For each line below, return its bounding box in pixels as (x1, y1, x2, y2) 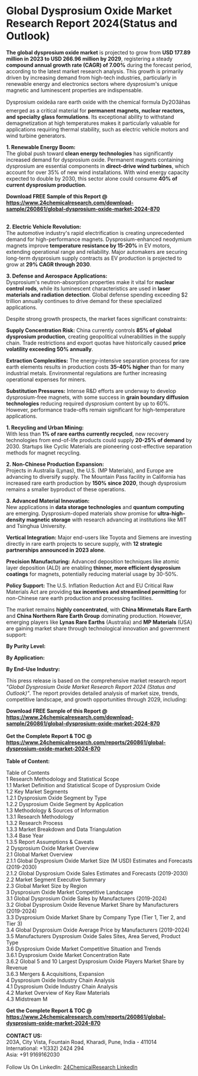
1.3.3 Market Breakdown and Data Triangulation (6, 826, 122, 833)
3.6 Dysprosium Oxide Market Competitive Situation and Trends (6, 945, 161, 952)
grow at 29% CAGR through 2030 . (6, 260, 92, 268)
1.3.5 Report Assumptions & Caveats (6, 838, 95, 845)
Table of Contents (6, 769, 50, 776)
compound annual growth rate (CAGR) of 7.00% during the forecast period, (6, 61, 192, 69)
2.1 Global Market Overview (6, 851, 73, 858)
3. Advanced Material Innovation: (6, 497, 90, 504)
